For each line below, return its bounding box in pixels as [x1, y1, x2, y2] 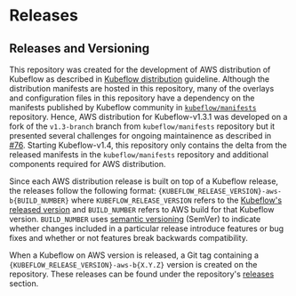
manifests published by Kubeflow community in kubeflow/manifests [9, 102, 257, 112]
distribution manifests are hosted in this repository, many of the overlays [9, 84, 275, 93]
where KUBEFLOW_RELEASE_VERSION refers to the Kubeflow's [70, 195, 283, 205]
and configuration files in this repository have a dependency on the [9, 92, 255, 103]
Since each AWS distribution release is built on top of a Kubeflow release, [9, 176, 278, 187]
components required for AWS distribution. [9, 159, 166, 169]
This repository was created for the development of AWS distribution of [9, 64, 271, 75]
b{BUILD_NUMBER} [9, 196, 69, 205]
